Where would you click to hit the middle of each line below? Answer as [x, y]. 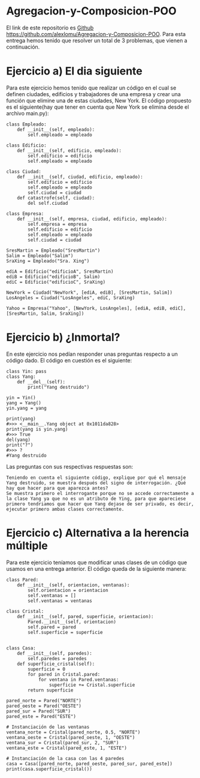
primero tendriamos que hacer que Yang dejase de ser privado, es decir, [100, 504]
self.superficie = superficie [65, 632]
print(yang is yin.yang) [37, 429]
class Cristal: [25, 611]
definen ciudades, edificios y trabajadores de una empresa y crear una [93, 94]
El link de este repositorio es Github [50, 28]
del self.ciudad [48, 203]
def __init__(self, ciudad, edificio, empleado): [80, 177]
